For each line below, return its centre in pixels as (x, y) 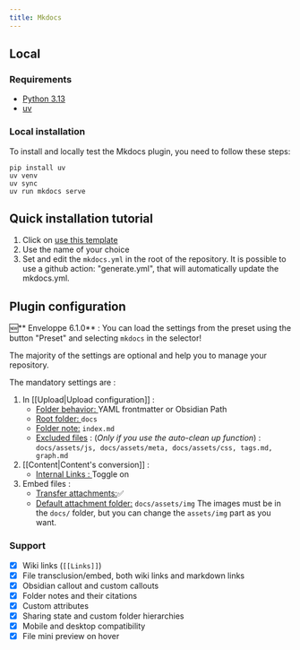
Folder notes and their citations (80, 595)
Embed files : (47, 484)
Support (28, 546)
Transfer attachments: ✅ (80, 493)
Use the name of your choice (76, 250)
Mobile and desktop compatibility (84, 626)
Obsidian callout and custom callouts (90, 585)
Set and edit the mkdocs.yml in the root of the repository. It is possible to (154, 259)
